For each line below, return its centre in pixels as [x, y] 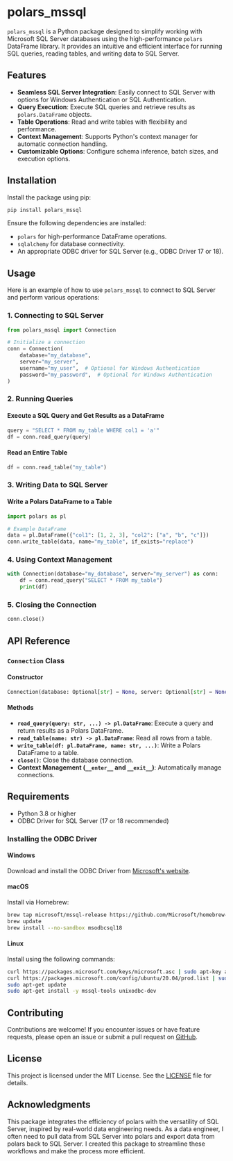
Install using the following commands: [61, 959]
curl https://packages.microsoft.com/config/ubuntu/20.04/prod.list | [111, 978]
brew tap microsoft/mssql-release [57, 915]
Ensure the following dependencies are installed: [77, 223]
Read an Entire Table [37, 453]
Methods [20, 708]
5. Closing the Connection [52, 604]
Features [27, 75]
